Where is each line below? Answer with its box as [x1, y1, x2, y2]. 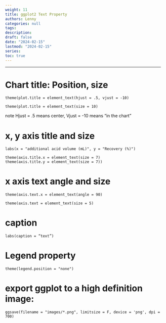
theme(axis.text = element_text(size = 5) [5, 201, 94, 206]
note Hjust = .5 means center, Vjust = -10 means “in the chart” [5, 113, 132, 119]
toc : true [5, 53, 26, 58]
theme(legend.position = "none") [5, 267, 74, 272]
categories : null [5, 21, 41, 26]
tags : [5, 26, 16, 31]
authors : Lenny [5, 16, 37, 21]
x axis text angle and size [5, 176, 111, 187]
